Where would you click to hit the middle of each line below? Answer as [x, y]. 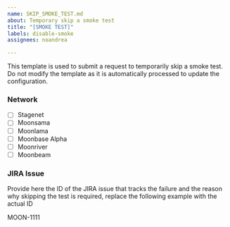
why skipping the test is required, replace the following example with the [112, 196]
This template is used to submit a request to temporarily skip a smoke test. [115, 66]
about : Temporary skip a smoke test [61, 20]
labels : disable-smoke [40, 33]
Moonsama [34, 123]
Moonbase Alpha [42, 139]
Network [23, 99]
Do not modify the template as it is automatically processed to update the [114, 74]
